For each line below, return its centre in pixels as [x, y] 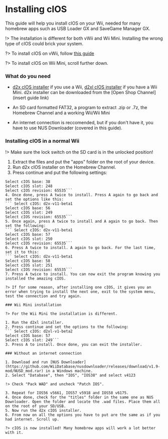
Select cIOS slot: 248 [29, 186]
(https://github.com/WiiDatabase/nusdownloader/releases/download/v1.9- [83, 366]
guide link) [38, 98]
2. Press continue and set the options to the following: [67, 327]
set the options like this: [35, 199]
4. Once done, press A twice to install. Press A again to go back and [81, 195]
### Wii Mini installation [33, 305]
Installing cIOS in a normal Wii [42, 141]
